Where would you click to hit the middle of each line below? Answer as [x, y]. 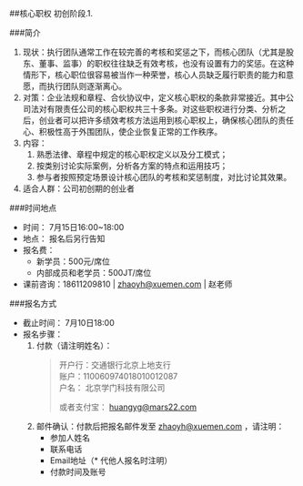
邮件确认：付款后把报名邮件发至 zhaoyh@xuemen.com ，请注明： [160, 426]
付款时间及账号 [78, 472]
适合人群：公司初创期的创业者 [78, 188]
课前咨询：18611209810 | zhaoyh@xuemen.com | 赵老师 [127, 284]
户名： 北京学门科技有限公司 [112, 388]
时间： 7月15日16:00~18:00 [73, 227]
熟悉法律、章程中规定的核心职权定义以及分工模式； [132, 154]
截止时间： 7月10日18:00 [69, 323]
